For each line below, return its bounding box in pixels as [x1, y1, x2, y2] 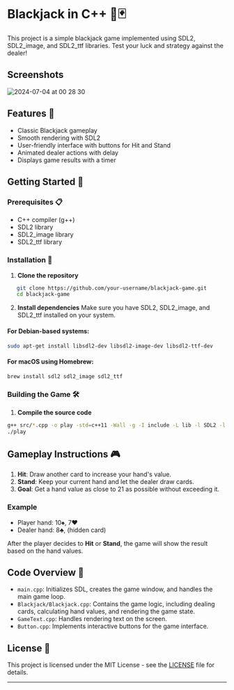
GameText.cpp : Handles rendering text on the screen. [17, 615, 167, 623]
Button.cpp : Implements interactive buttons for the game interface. [17, 622, 209, 631]
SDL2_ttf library [17, 238, 63, 246]
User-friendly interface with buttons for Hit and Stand [17, 141, 171, 149]
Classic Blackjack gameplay [17, 126, 97, 134]
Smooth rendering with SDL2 [17, 134, 101, 142]
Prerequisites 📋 [7, 197, 63, 207]
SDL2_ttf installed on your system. [17, 311, 116, 320]
